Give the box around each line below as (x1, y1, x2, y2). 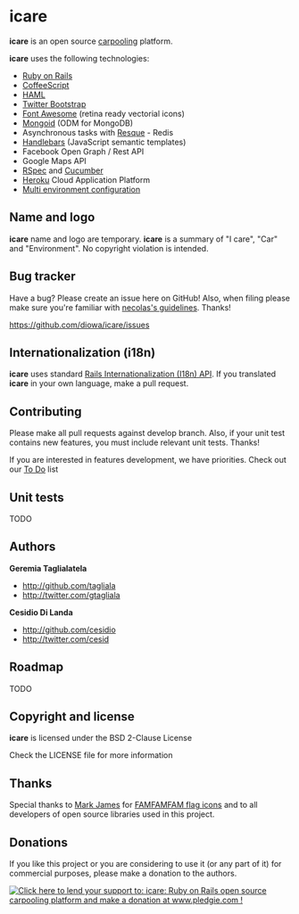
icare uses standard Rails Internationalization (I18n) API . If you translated (9, 368, 277, 380)
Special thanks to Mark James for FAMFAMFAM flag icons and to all (9, 800, 258, 811)
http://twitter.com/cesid (21, 633, 110, 644)
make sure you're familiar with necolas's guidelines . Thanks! (9, 301, 232, 313)
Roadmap (9, 660, 64, 675)
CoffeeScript (21, 79, 70, 90)
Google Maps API (21, 155, 87, 166)
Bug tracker (9, 269, 76, 284)
